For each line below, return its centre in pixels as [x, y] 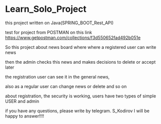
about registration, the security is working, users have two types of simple [81, 96]
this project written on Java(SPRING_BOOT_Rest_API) [59, 23]
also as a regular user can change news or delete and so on [66, 86]
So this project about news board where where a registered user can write [81, 47]
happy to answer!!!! [25, 116]
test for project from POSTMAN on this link [49, 32]
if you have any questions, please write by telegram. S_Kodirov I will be [77, 111]
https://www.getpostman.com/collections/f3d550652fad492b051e [73, 38]
